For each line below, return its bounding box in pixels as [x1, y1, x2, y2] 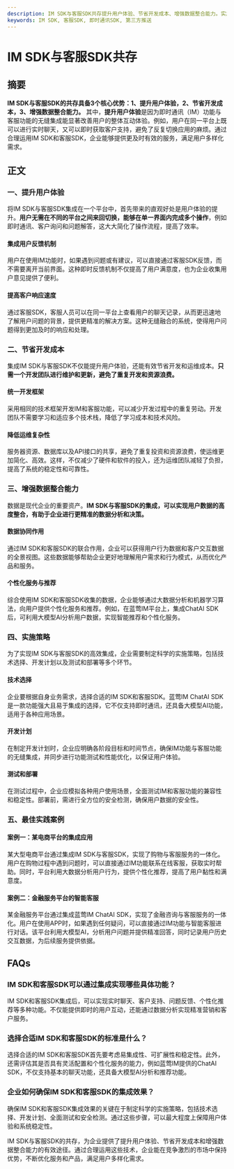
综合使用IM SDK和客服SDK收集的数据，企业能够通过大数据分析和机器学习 [7, 596, 218, 604]
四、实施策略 [7, 632, 51, 642]
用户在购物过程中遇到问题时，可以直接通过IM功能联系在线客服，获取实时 [7, 859, 216, 867]
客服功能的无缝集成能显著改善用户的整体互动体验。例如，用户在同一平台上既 [7, 116, 227, 124]
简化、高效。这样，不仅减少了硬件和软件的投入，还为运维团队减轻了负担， [13, 456, 227, 464]
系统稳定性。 [19, 1122, 56, 1130]
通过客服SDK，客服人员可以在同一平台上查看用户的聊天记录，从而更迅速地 [7, 308, 221, 316]
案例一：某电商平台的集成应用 [7, 833, 93, 841]
